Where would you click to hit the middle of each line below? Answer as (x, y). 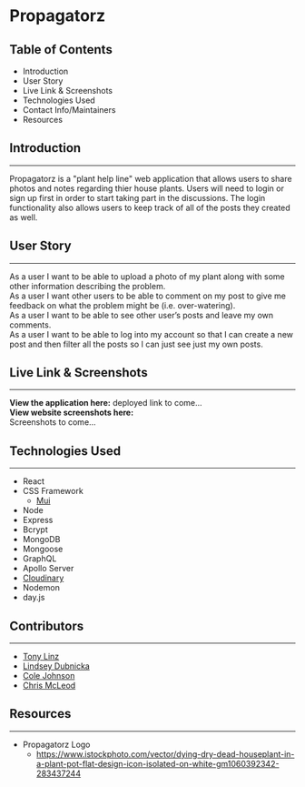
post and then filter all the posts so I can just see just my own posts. (136, 344)
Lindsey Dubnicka (56, 666)
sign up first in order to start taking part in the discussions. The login (138, 197)
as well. (24, 217)
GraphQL (39, 559)
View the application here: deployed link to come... (106, 403)
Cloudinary (43, 578)
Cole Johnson (49, 676)
